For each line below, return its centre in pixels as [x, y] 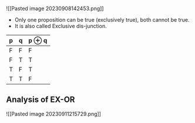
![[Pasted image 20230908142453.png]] [55, 8]
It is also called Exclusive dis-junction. [60, 26]
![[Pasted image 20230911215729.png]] [54, 114]
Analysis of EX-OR [41, 100]
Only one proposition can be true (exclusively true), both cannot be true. [102, 20]
